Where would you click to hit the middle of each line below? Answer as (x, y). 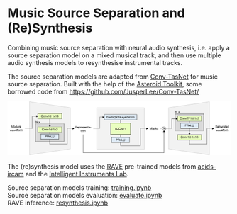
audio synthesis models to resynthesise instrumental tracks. (95, 62)
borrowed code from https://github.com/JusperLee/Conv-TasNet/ (103, 91)
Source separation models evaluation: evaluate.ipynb (85, 195)
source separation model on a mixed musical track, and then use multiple (114, 55)
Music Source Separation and (97, 13)
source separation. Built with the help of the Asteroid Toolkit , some (105, 84)
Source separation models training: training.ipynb (79, 187)
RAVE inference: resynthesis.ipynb (58, 203)
